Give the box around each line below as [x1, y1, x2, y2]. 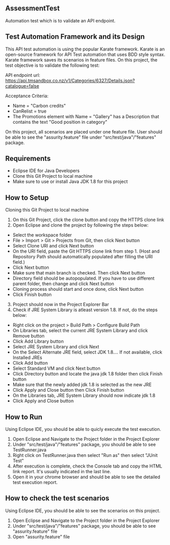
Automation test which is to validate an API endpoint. [5, 17, 116, 23]
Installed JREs [12, 355, 42, 361]
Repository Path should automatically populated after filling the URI [12, 254, 153, 260]
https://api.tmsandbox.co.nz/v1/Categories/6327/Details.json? [5, 77, 135, 84]
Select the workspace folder [12, 232, 72, 238]
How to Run [5, 413, 43, 421]
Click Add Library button [12, 338, 64, 344]
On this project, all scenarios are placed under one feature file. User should [5, 128, 162, 134]
